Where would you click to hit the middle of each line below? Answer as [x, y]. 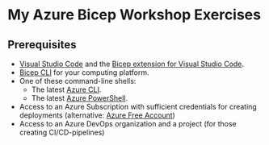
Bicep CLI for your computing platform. [84, 72]
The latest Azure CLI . [66, 89]
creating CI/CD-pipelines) [62, 132]
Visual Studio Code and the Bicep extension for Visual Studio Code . [131, 64]
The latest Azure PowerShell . [80, 98]
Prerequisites [42, 45]
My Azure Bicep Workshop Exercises [134, 15]
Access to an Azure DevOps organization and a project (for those [128, 124]
